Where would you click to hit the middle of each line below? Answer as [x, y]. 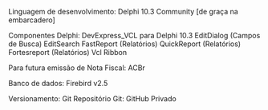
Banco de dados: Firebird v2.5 [58, 83]
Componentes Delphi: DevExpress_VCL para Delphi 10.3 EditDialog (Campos [134, 35]
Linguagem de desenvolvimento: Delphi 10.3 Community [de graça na [123, 12]
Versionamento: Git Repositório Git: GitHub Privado [92, 98]
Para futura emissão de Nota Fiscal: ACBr [77, 68]
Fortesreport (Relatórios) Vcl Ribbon [68, 52]
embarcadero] [32, 20]
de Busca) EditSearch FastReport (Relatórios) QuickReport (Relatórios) [125, 44]
